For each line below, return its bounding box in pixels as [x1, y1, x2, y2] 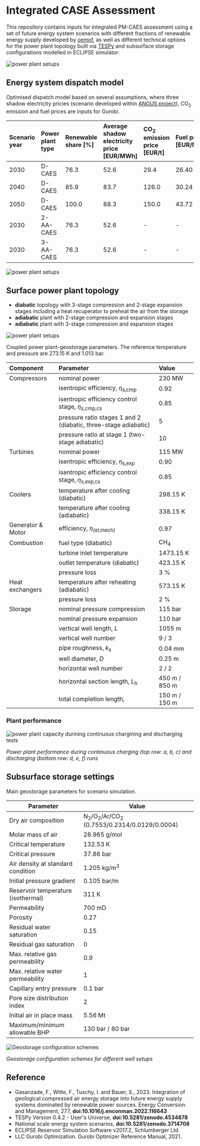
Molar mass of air [9, 830, 58, 838]
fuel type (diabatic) [58, 538, 112, 547]
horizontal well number [58, 664, 123, 673]
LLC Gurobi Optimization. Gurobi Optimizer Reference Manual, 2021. [14, 1133, 182, 1140]
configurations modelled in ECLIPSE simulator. [6, 48, 120, 56]
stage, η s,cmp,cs [58, 402, 102, 412]
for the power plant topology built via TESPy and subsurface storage [6, 42, 174, 50]
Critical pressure [9, 850, 55, 858]
